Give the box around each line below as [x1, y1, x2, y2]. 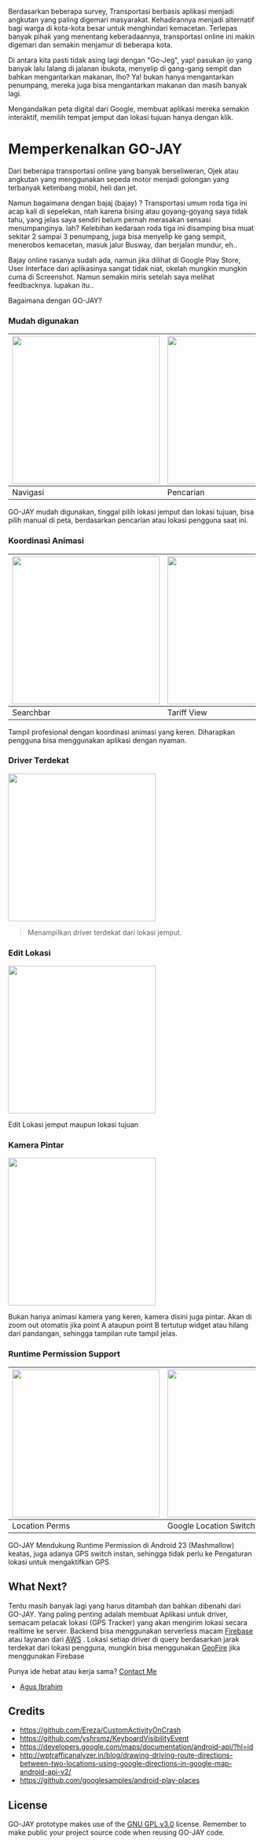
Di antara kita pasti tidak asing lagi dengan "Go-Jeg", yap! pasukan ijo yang [8, 55, 252, 65]
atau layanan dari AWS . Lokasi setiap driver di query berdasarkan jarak [8, 1635, 240, 1644]
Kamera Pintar [8, 1140, 64, 1151]
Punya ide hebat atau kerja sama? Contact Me [8, 1666, 157, 1676]
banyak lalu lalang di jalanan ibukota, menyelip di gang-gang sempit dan [8, 64, 242, 73]
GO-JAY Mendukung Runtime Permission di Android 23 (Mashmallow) [8, 1540, 235, 1549]
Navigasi [12, 487, 45, 498]
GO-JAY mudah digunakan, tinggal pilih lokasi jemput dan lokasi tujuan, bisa [8, 508, 255, 517]
